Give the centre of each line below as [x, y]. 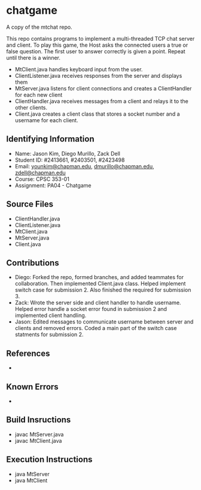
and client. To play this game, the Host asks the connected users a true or [97, 45]
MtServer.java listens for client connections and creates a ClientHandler [103, 88]
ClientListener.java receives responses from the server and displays [98, 75]
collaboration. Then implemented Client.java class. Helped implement [100, 284]
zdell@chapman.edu [40, 173]
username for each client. [47, 120]
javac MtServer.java [39, 434]
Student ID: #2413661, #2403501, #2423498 [70, 160]
